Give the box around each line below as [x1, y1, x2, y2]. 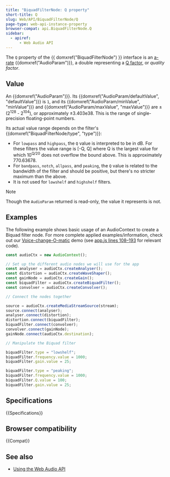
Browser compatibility [6, 424, 77, 433]
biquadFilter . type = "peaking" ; [6, 368, 74, 373]
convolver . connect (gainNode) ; [6, 327, 70, 332]
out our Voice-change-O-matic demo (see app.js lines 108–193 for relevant [6, 237, 161, 243]
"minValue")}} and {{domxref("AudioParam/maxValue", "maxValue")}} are [6, 104, 158, 110]
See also [6, 452, 33, 461]
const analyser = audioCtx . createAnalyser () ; [6, 266, 103, 271]
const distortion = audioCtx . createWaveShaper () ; [6, 271, 112, 276]
